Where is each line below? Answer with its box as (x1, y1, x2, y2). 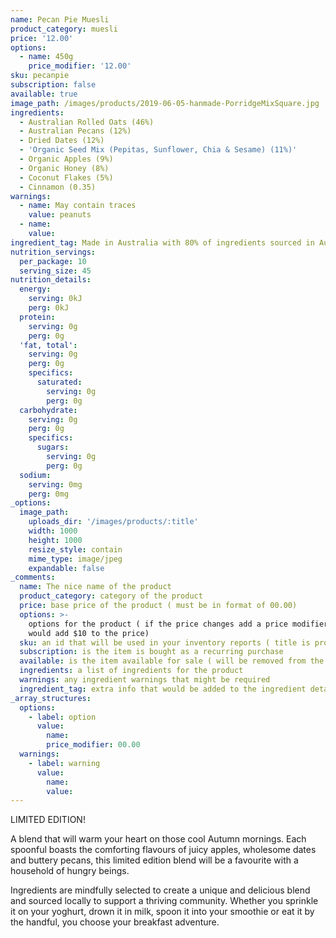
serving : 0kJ (28, 294, 83, 304)
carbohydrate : (19, 405, 78, 415)
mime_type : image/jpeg (28, 554, 123, 564)
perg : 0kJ (28, 303, 70, 313)
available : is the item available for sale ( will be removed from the (19, 656, 325, 666)
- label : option (28, 712, 97, 722)
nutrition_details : (10, 275, 92, 285)
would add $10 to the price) (28, 628, 150, 638)
